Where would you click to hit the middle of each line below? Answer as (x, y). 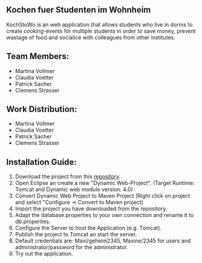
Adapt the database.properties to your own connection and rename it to (104, 215)
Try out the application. (44, 254)
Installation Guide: (41, 162)
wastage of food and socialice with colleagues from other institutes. (91, 37)
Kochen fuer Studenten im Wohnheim (79, 10)
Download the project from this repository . (68, 177)
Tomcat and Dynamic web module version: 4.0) (74, 189)
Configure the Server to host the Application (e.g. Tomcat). (88, 228)
